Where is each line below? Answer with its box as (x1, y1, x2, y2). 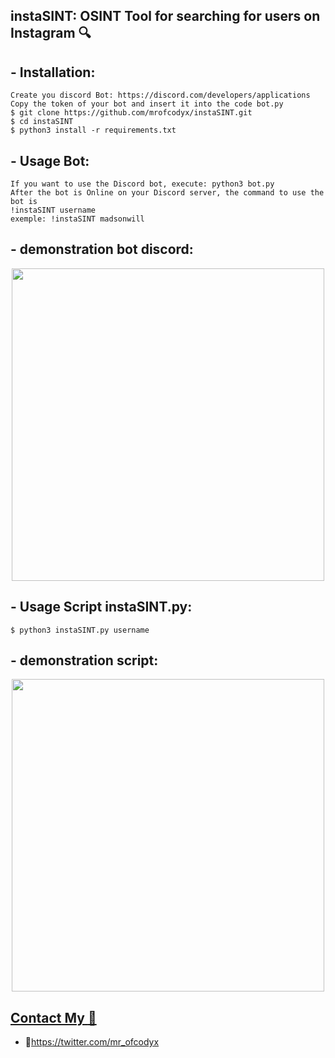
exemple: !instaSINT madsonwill (10, 214, 145, 224)
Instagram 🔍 (10, 25, 92, 42)
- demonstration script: (10, 652, 159, 669)
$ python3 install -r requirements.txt (10, 125, 177, 136)
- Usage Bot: (10, 152, 90, 169)
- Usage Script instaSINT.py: (10, 599, 193, 616)
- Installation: (10, 64, 96, 81)
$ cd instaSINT (10, 117, 74, 127)
